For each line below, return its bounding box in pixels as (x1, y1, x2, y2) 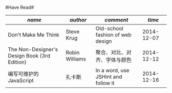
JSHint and (95, 73, 122, 80)
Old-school (95, 25, 124, 32)
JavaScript (8, 77, 34, 84)
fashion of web (95, 32, 132, 38)
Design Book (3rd (8, 52, 50, 59)
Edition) (8, 58, 27, 66)
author (70, 16, 87, 23)
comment (104, 16, 128, 23)
